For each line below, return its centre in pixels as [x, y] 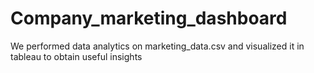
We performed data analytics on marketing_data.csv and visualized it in [157, 46]
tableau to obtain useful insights [76, 56]
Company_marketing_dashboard [149, 18]
